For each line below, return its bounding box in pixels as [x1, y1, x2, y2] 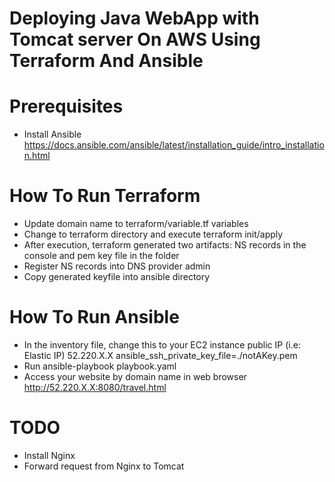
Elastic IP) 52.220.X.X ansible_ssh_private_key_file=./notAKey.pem [23, 350, 298, 361]
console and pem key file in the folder [23, 250, 180, 262]
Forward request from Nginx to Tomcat [23, 460, 185, 472]
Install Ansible [23, 128, 82, 141]
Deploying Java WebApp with [9, 7, 260, 30]
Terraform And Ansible [9, 50, 204, 72]
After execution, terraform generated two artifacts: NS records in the [23, 239, 307, 251]
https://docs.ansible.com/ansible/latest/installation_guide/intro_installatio [23, 139, 325, 151]
